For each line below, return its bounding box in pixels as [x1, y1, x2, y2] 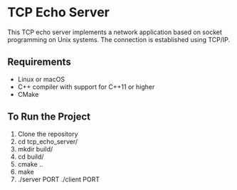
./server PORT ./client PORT [17, 175, 100, 184]
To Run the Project [7, 111, 91, 123]
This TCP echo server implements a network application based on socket [7, 28, 222, 36]
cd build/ [17, 152, 44, 161]
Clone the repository [17, 130, 78, 138]
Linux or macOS [17, 75, 65, 83]
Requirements [7, 56, 71, 68]
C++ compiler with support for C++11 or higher [17, 83, 155, 91]
